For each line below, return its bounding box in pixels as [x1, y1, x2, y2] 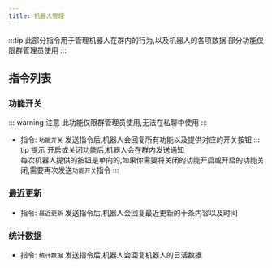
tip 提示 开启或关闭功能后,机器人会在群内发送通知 [19, 145, 185, 155]
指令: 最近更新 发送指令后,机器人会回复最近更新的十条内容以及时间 [19, 208, 238, 218]
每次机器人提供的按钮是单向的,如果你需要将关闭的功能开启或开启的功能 [19, 155, 257, 165]
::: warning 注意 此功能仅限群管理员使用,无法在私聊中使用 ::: [8, 118, 208, 128]
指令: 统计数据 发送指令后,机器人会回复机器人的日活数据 [19, 249, 203, 260]
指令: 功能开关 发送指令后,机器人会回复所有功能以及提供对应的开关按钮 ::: [19, 135, 261, 145]
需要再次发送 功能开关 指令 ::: [29, 166, 119, 175]
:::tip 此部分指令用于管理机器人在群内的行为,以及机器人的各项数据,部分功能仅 [8, 35, 264, 45]
